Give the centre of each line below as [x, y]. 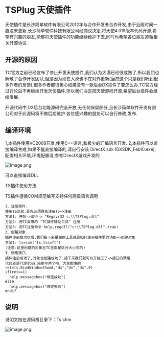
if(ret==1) [16, 272]
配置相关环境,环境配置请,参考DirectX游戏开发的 [52, 155]
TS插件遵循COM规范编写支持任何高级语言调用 [52, 196]
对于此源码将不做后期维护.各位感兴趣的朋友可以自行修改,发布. [76, 113]
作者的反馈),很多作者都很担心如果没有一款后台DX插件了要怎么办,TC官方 [82, 85]
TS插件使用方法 [21, 185]
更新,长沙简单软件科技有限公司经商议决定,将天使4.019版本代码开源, [85, 30]
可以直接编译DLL [22, 175]
